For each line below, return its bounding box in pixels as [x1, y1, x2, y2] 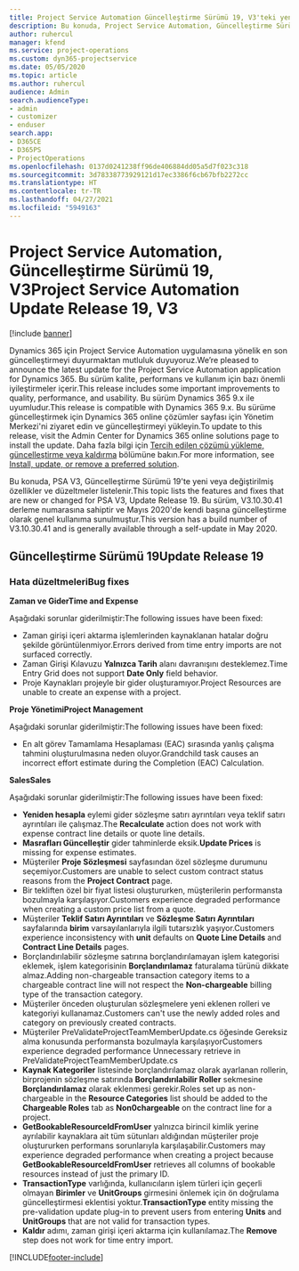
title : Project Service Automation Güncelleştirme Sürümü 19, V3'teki [9, 12, 277, 22]
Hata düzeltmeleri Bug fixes [9, 576, 130, 587]
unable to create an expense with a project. [21, 687, 182, 698]
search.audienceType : [9, 95, 90, 105]
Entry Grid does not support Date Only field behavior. [21, 668, 219, 679]
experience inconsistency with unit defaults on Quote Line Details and [21, 932, 282, 943]
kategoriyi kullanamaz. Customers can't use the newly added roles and [21, 1008, 280, 1019]
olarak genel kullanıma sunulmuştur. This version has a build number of [9, 514, 268, 524]
